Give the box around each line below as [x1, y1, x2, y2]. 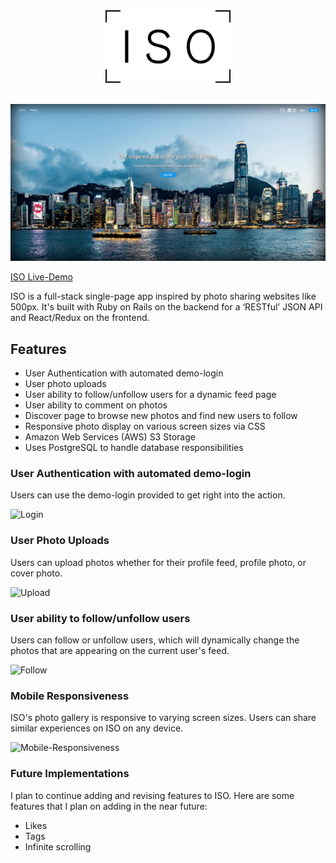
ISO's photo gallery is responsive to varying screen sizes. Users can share [10, 712, 317, 724]
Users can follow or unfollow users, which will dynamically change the [10, 634, 300, 646]
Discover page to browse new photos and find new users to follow [24, 410, 298, 422]
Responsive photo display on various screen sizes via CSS [24, 420, 266, 433]
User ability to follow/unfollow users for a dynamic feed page [24, 389, 277, 401]
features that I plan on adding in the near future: [10, 800, 208, 812]
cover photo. [10, 567, 63, 579]
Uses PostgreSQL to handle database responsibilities [24, 442, 244, 454]
